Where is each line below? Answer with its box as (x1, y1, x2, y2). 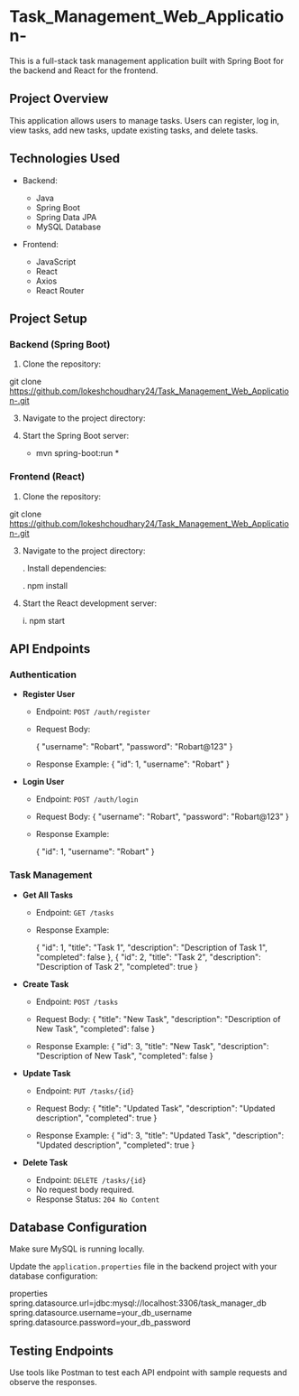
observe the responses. (9, 1377, 97, 1388)
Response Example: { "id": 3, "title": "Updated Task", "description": (35, 1130, 285, 1140)
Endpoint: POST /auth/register (35, 706, 151, 717)
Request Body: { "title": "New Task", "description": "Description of (35, 1013, 281, 1024)
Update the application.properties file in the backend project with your (9, 1261, 277, 1272)
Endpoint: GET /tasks (35, 907, 114, 917)
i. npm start (22, 615, 66, 626)
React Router (35, 284, 85, 295)
